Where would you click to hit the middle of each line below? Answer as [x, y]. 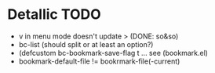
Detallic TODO [54, 15]
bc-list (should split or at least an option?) [86, 44]
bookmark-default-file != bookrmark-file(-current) [99, 61]
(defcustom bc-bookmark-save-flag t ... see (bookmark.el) [113, 53]
